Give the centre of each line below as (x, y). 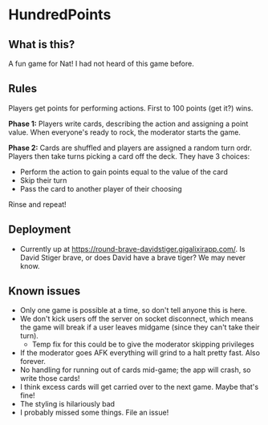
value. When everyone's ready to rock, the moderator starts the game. (124, 132)
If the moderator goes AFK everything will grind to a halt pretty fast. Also (140, 353)
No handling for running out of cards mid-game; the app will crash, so (135, 370)
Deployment (40, 230)
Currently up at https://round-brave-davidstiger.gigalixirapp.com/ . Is (132, 249)
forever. (33, 362)
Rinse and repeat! (37, 204)
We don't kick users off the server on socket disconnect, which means (137, 319)
